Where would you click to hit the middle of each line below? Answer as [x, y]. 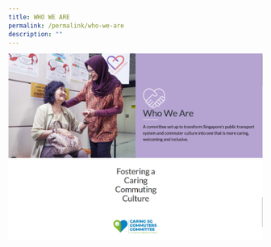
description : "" [35, 34]
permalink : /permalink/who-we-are [67, 25]
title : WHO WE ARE [39, 17]
